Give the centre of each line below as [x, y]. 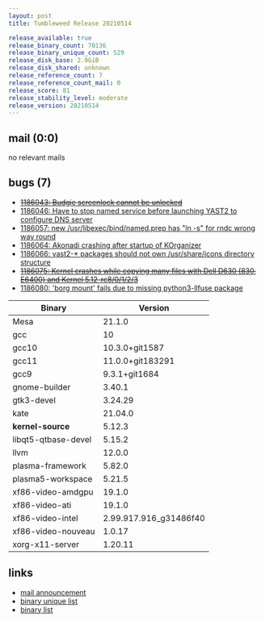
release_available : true [50, 38]
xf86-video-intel [45, 518]
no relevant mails [37, 157]
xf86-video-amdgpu [53, 491]
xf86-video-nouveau [54, 531]
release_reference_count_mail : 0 [65, 83]
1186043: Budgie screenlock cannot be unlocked [101, 202]
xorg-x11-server [46, 544]
